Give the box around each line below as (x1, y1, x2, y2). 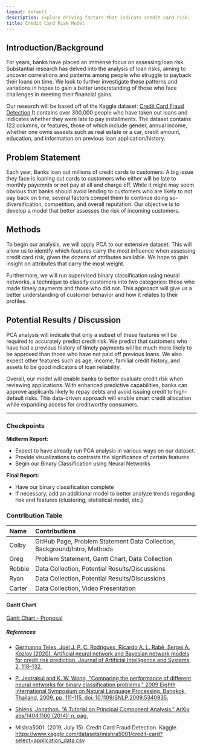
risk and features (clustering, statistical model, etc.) (14, 496, 143, 503)
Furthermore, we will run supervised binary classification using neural (6, 271, 180, 279)
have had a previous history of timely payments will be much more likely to (6, 343, 192, 351)
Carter (9, 584, 28, 592)
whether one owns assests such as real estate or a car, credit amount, (6, 128, 181, 136)
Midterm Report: (6, 435, 49, 442)
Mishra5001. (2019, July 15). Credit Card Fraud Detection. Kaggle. (14, 724, 178, 731)
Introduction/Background (6, 42, 104, 53)
